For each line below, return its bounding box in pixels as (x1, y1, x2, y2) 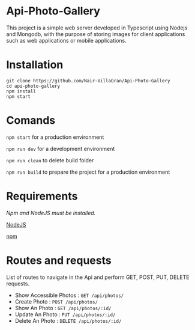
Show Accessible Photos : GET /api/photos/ (14, 292, 124, 299)
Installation (6, 58, 64, 72)
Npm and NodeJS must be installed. (6, 209, 96, 216)
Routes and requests (6, 254, 112, 267)
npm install (6, 88, 36, 94)
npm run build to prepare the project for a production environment (6, 168, 170, 176)
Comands (6, 114, 56, 127)
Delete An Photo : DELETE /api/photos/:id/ (14, 317, 122, 324)
